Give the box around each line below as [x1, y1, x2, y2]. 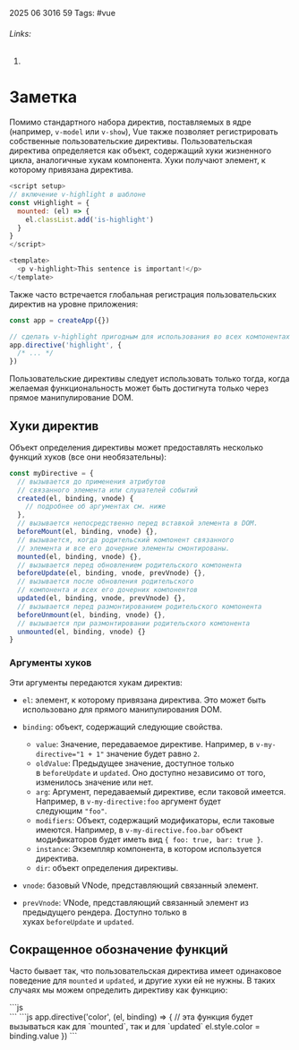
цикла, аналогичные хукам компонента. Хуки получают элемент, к [9, 155, 266, 166]
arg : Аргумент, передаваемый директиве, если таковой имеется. [35, 786, 286, 796]
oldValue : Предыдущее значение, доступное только [35, 757, 235, 769]
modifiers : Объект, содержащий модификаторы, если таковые [35, 814, 275, 825]
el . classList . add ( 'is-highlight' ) [25, 215, 154, 224]
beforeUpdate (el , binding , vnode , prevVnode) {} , [17, 569, 206, 578]
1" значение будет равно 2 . [95, 748, 200, 759]
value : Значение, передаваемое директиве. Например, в [35, 738, 254, 749]
